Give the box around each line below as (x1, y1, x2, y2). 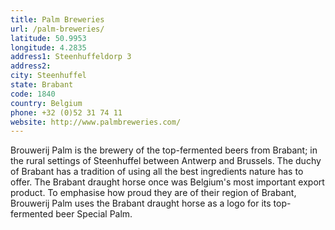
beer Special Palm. (55, 208, 133, 220)
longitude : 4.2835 (10, 42, 87, 53)
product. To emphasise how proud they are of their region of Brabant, (10, 187, 297, 199)
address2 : (10, 61, 52, 71)
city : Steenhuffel (10, 71, 87, 81)
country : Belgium (10, 98, 83, 108)
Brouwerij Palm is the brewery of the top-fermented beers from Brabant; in (10, 144, 318, 156)
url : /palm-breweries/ (10, 24, 105, 34)
